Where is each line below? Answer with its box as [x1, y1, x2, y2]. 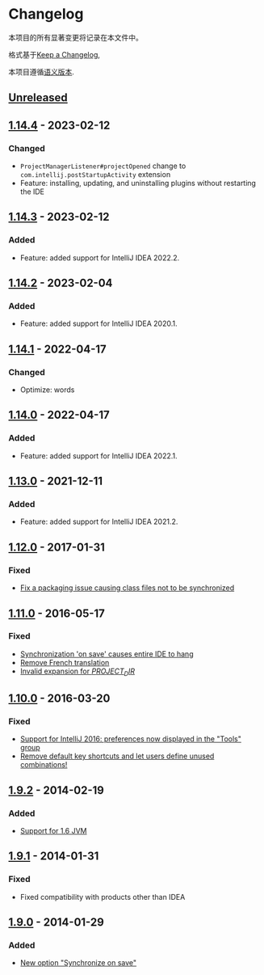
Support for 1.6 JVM [19, 826, 87, 835]
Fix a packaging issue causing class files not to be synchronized [19, 583, 235, 593]
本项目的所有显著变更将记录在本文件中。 [8, 32, 143, 42]
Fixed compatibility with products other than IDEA [19, 892, 186, 901]
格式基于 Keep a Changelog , [8, 49, 101, 59]
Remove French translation [19, 657, 110, 667]
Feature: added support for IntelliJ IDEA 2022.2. [19, 252, 180, 263]
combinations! [19, 760, 68, 770]
